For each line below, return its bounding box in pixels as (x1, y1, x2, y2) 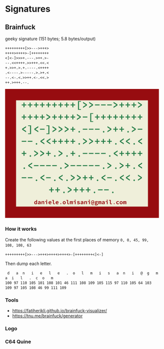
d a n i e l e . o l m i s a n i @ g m (7, 270, 159, 276)
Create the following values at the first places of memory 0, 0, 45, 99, (5, 237, 149, 242)
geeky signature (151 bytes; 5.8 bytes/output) (5, 36, 96, 42)
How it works (5, 226, 37, 233)
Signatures (5, 3, 51, 15)
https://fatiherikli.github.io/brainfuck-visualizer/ (12, 307, 107, 313)
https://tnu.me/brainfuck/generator (12, 313, 83, 319)
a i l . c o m (5, 275, 54, 281)
